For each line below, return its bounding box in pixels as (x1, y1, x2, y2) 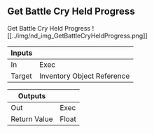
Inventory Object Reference (39, 71, 130, 81)
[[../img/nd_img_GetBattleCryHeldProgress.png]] (7, 31, 148, 40)
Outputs (17, 91, 46, 100)
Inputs (10, 48, 33, 58)
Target (10, 71, 33, 81)
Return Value (10, 114, 53, 124)
